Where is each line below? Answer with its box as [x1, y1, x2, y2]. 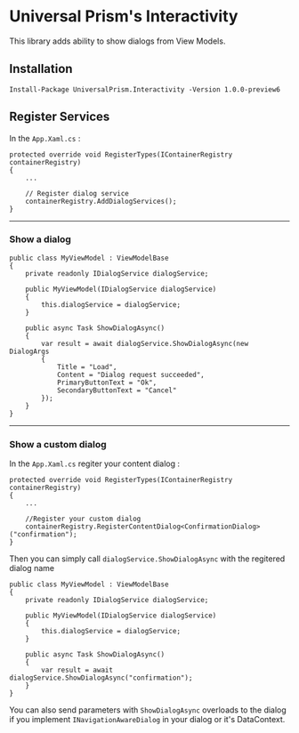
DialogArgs [9, 347, 50, 356]
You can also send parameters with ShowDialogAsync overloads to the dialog [9, 705, 287, 715]
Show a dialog [9, 233, 71, 246]
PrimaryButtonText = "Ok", [56, 378, 158, 387]
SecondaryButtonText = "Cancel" [56, 385, 177, 395]
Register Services [9, 109, 110, 125]
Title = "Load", [56, 362, 117, 371]
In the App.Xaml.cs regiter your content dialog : [9, 458, 181, 469]
